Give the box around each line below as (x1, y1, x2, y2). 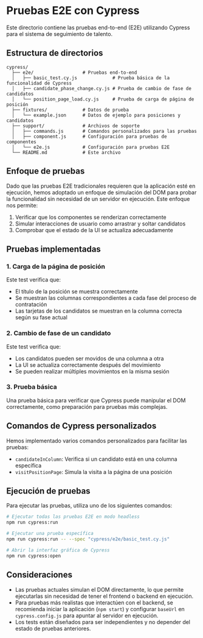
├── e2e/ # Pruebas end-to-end (12, 69, 137, 76)
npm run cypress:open (6, 553, 61, 559)
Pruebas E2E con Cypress (6, 4, 140, 18)
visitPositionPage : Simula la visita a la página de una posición (15, 468, 172, 475)
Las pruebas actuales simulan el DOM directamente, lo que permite (15, 586, 184, 593)
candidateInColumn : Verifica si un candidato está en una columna (15, 455, 177, 463)
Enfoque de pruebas (6, 166, 85, 177)
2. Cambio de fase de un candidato (6, 329, 111, 338)
